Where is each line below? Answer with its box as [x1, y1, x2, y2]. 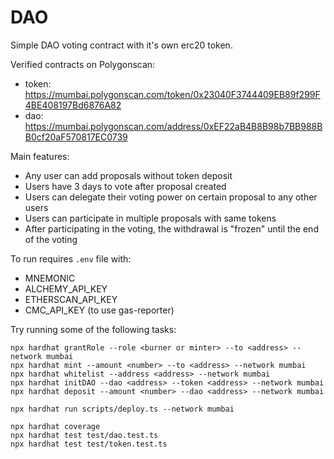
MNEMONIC [24, 272, 76, 284]
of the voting [24, 233, 78, 245]
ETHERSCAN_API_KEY [24, 293, 118, 305]
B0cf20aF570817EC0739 [24, 131, 128, 143]
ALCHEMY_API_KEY [24, 282, 108, 295]
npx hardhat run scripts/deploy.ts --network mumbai [10, 404, 235, 414]
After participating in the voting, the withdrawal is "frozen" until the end [24, 222, 319, 235]
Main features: [10, 150, 70, 162]
